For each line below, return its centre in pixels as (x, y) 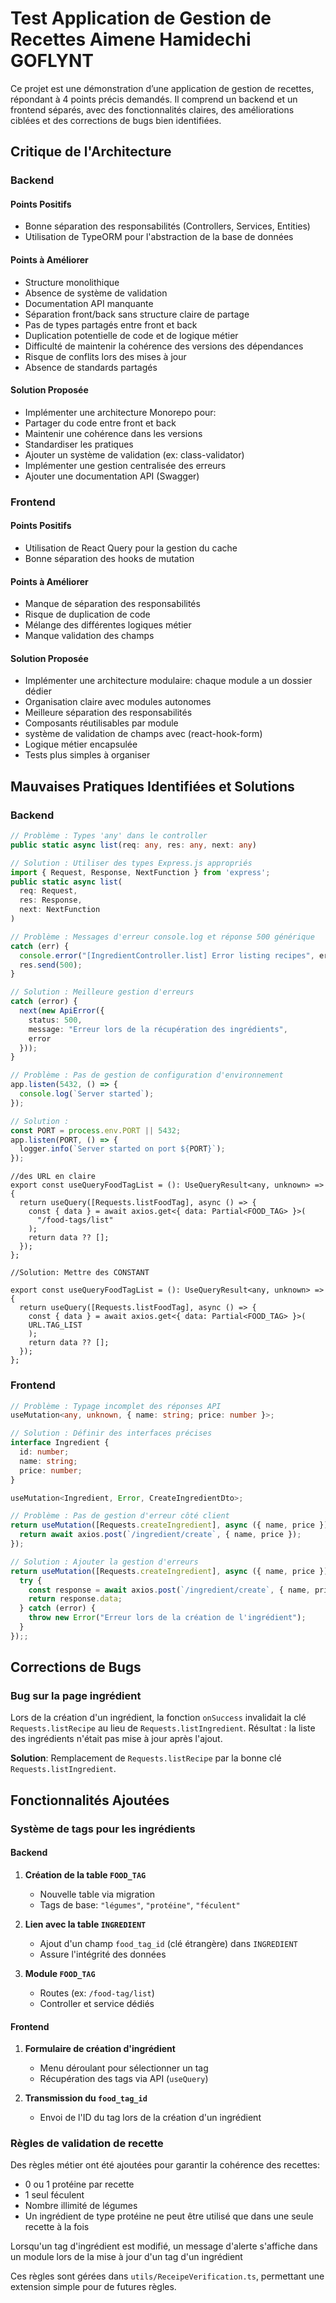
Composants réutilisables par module (101, 723)
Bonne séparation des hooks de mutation (109, 558)
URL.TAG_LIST (55, 1325)
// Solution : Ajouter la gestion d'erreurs (104, 1562)
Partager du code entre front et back (100, 423)
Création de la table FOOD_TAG (85, 1874)
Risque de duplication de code (87, 614)
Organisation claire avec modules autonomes (118, 702)
